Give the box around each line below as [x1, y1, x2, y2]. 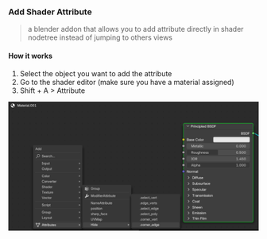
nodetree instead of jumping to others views [27, 33, 173, 42]
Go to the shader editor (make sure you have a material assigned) [19, 77, 234, 87]
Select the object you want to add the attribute [19, 68, 172, 78]
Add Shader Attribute [8, 6, 93, 17]
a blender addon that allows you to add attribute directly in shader [27, 25, 244, 34]
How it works [8, 51, 53, 60]
